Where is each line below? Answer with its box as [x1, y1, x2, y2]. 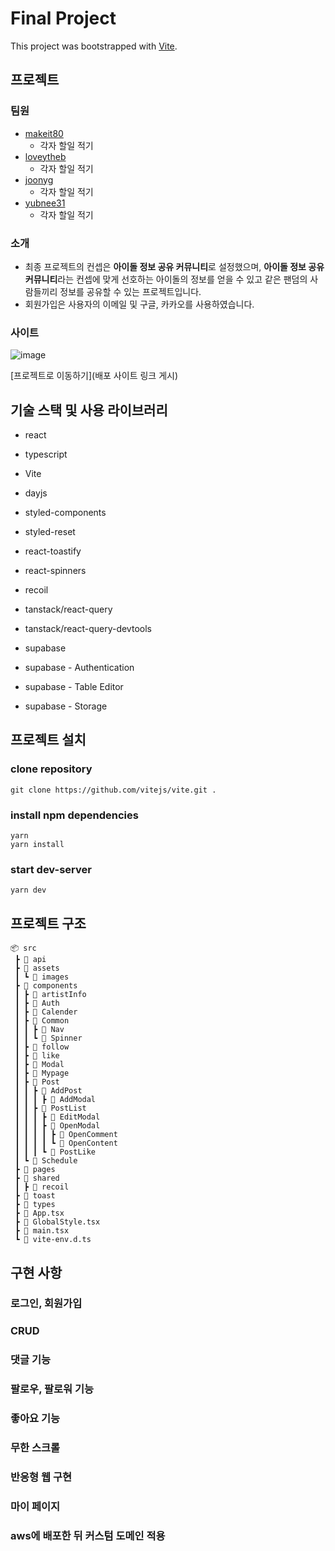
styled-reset [24, 526, 76, 538]
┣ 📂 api [14, 955, 47, 965]
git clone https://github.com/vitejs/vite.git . [10, 785, 217, 795]
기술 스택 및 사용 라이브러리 [10, 402, 168, 419]
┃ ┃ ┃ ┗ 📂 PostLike [14, 1147, 97, 1157]
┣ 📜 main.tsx [14, 1226, 70, 1236]
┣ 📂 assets [14, 963, 60, 974]
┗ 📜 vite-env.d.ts [14, 1235, 92, 1245]
